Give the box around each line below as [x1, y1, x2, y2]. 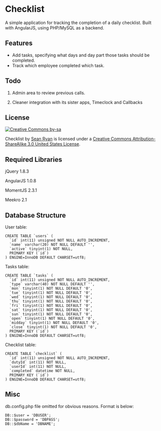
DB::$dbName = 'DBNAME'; [5, 421, 56, 426]
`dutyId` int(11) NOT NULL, [9, 360, 67, 365]
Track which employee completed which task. [12, 62, 105, 68]
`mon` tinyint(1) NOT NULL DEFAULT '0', [9, 286, 93, 291]
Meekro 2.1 [5, 197, 27, 203]
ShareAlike [5, 141, 27, 147]
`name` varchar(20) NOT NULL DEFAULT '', [9, 242, 95, 247]
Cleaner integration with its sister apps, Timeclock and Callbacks [12, 99, 143, 105]
